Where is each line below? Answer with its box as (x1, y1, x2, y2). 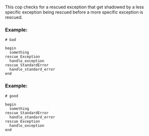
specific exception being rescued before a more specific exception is (5, 9, 143, 15)
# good (5, 93, 18, 98)
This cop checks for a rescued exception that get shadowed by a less (5, 4, 144, 10)
